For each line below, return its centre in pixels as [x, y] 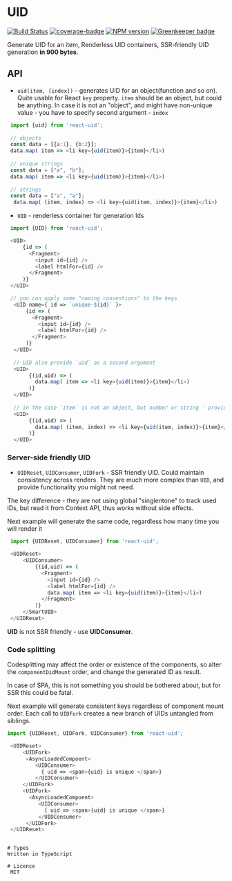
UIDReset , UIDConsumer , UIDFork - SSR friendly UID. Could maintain [110, 473]
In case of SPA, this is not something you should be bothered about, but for [114, 685]
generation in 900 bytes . [43, 52]
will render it [25, 529]
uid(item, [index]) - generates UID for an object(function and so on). [117, 90]
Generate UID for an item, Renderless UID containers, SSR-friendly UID [108, 44]
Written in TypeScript [40, 854]
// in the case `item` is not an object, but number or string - [109, 408]
